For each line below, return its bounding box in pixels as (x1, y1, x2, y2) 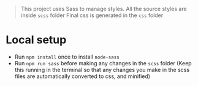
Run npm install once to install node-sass (14, 53, 120, 60)
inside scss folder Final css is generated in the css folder (20, 12, 164, 19)
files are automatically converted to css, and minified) (14, 73, 151, 80)
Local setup (6, 33, 67, 47)
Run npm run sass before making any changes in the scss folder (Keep (14, 59, 192, 66)
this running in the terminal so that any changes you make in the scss (14, 66, 190, 73)
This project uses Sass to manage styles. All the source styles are (20, 5, 188, 12)
